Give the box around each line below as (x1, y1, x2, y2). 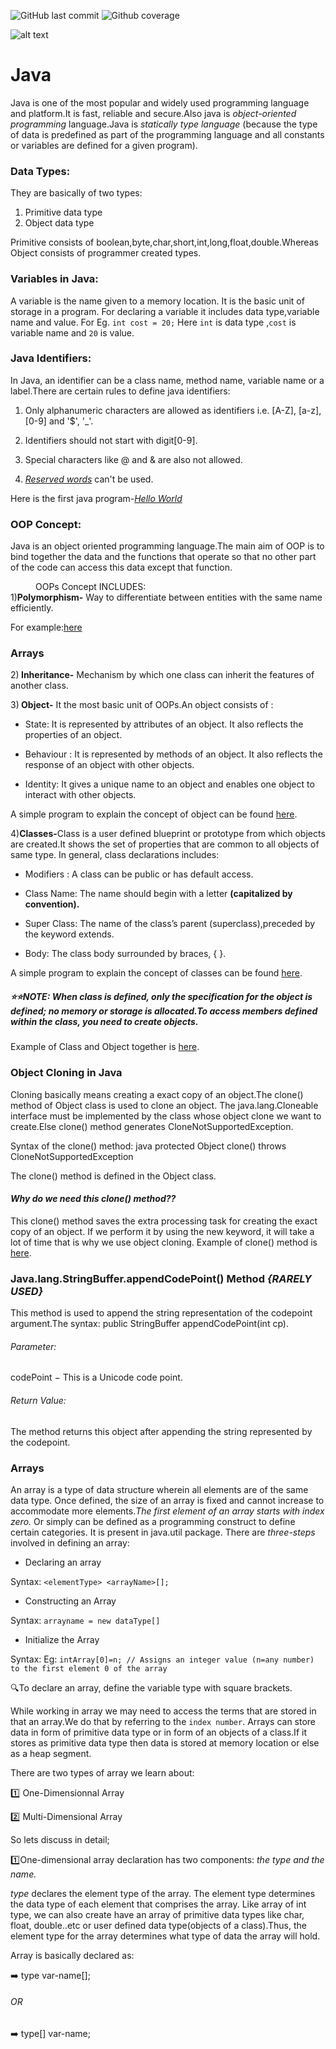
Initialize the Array (24, 1633, 100, 1645)
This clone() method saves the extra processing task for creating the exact (10, 1215, 318, 1227)
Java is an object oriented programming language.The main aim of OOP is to (10, 540, 325, 552)
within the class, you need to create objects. (10, 1016, 199, 1028)
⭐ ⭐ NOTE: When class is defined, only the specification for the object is (10, 991, 313, 1003)
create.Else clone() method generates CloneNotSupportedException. (10, 1120, 294, 1132)
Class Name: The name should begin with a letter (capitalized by (24, 888, 293, 900)
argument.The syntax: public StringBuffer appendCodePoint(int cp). (10, 1318, 289, 1330)
